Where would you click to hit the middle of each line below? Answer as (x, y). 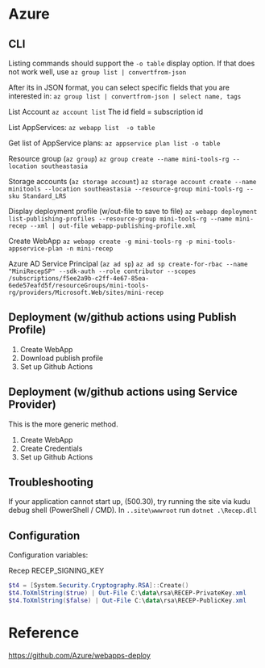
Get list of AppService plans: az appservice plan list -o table (114, 143)
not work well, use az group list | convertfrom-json (97, 72)
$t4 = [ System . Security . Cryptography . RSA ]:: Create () (99, 586)
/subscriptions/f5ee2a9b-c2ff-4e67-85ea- (79, 279)
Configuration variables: (48, 555)
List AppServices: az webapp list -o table (82, 127)
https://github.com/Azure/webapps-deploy (80, 655)
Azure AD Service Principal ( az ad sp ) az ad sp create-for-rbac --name (128, 264)
